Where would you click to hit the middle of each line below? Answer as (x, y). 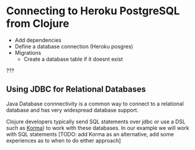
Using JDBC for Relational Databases (76, 90)
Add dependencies (38, 40)
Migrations (28, 52)
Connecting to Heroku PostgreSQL (93, 11)
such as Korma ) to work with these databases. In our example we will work (98, 128)
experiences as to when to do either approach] (64, 140)
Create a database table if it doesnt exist (73, 59)
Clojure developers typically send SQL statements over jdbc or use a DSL (96, 121)
